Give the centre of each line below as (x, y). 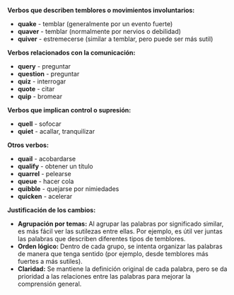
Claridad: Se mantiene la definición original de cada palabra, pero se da (122, 269)
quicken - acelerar (45, 196)
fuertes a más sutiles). (50, 261)
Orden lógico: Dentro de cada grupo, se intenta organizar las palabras (120, 246)
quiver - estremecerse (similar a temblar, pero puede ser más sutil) (115, 39)
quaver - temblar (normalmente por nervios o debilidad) (99, 31)
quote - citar (36, 89)
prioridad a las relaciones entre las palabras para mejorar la (104, 276)
